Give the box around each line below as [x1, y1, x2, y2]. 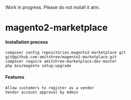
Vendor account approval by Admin [5, 89, 79, 95]
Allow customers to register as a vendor [5, 85, 94, 90]
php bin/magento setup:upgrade [5, 63, 72, 69]
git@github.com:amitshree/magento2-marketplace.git [5, 55, 117, 60]
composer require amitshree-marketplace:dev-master [5, 59, 117, 64]
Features [5, 74, 24, 80]
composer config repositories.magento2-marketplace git [5, 50, 126, 55]
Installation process [5, 39, 48, 45]
